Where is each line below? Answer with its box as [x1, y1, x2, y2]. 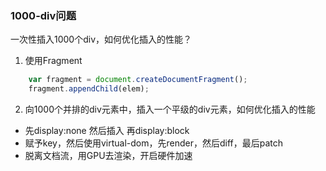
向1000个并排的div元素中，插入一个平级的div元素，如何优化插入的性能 [24, 103, 316, 116]
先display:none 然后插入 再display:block [24, 125, 190, 137]
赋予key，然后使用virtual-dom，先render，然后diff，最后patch [24, 137, 283, 149]
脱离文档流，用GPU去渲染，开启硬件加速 [24, 150, 193, 162]
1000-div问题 [10, 8, 77, 22]
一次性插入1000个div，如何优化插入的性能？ [10, 33, 193, 46]
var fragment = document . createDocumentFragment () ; [28, 75, 248, 85]
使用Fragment [24, 55, 83, 67]
